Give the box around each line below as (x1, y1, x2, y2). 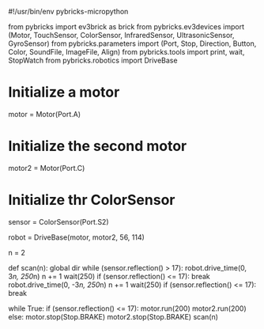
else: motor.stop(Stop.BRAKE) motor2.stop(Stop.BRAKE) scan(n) (8, 312, 219, 321)
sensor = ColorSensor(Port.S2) (8, 217, 109, 226)
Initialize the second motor (8, 138, 187, 155)
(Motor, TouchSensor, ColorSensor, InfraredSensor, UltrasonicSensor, (8, 31, 235, 40)
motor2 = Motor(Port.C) (8, 163, 85, 172)
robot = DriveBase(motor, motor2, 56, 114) (8, 233, 145, 242)
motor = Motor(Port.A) (8, 109, 81, 119)
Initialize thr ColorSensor (8, 191, 175, 209)
